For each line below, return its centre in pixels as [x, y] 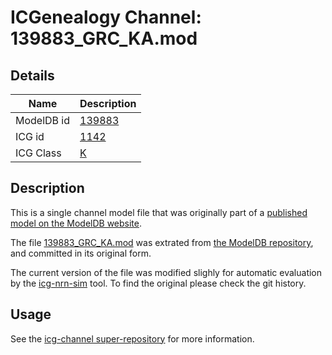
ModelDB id [43, 120]
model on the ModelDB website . [76, 223]
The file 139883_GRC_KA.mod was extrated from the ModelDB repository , [162, 242]
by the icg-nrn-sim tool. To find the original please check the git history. [158, 283]
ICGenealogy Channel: [106, 17]
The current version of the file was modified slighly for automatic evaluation [166, 272]
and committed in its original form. [81, 253]
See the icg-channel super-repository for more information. [132, 338]
